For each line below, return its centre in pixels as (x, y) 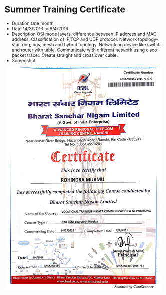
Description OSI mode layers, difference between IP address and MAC (84, 34)
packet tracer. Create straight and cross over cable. (65, 55)
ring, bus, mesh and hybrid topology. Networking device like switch (91, 44)
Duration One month (33, 23)
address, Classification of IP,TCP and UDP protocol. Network (74, 39)
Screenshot (24, 60)
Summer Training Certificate (65, 9)
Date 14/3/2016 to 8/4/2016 (40, 28)
